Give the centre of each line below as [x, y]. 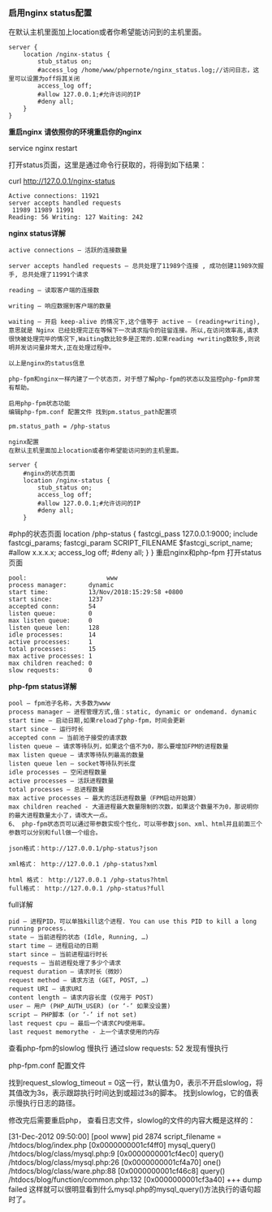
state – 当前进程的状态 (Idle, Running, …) [79, 938]
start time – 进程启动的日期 [54, 946]
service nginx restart [43, 149]
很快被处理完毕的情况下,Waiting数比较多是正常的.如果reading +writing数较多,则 [131, 339]
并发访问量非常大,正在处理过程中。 [65, 348]
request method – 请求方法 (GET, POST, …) [79, 981]
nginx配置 [24, 442]
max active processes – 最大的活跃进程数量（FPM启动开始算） [104, 798]
